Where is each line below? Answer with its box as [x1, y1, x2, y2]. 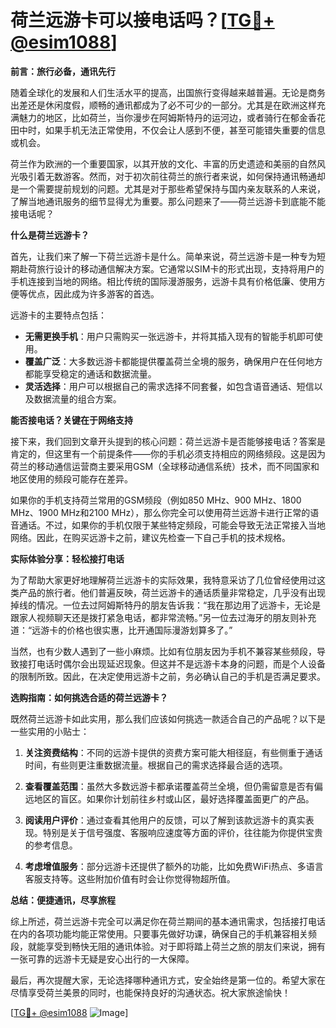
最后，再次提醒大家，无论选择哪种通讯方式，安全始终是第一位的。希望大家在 [10, 974, 326, 986]
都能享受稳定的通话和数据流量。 [24, 367, 157, 380]
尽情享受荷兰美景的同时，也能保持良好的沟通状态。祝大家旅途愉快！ [10, 986, 291, 998]
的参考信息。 [24, 839, 78, 851]
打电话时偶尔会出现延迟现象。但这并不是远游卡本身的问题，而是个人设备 [27, 657, 326, 670]
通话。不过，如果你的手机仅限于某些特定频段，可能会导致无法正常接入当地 [18, 519, 326, 531]
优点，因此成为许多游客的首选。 [27, 287, 160, 300]
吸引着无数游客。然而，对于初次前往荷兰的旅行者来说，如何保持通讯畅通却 [18, 170, 326, 182]
